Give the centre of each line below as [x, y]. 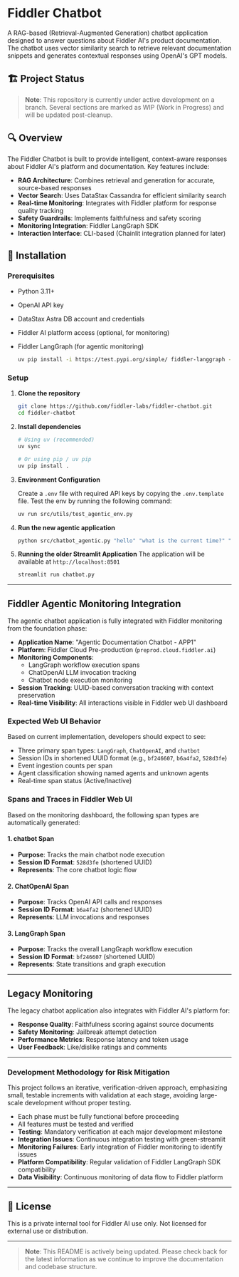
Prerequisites [31, 276]
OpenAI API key [41, 305]
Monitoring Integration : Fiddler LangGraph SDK [88, 225]
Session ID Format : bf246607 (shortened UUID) [86, 957]
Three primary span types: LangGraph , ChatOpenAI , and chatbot [109, 750]
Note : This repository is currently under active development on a [119, 99]
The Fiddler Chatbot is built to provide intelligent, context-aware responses [117, 159]
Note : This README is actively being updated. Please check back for [126, 1251]
